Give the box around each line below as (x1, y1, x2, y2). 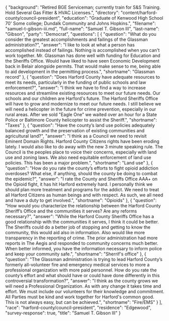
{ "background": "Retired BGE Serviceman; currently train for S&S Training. (5, 5, 161, 10)
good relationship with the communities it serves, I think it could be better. (5, 219, 159, 225)
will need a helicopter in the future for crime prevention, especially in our (5, 106, 156, 112)
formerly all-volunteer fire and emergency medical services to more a (5, 262, 150, 268)
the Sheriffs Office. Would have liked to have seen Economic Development (5, 58, 160, 64)
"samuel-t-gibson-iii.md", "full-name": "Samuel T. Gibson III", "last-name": (5, 26, 160, 32)
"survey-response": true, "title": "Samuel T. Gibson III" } (5, 310, 121, 316)
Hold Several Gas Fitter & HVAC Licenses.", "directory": (5, 10, 120, 16)
